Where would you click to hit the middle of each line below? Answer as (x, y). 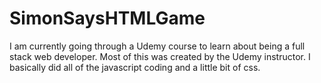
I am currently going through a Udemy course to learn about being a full (157, 46)
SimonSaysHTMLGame (107, 18)
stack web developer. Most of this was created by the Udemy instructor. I (160, 56)
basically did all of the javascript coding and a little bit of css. (135, 67)
